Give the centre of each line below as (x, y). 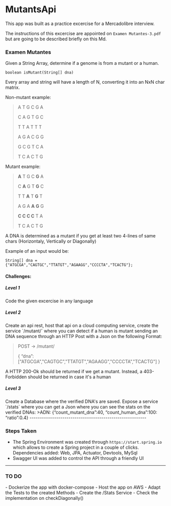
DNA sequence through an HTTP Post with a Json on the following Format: (84, 336)
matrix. (13, 87)
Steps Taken (21, 431)
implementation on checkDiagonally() (45, 498)
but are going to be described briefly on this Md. (56, 39)
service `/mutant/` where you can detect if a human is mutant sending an (82, 331)
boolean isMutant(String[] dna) (39, 73)
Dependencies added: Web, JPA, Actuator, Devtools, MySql (75, 453)
